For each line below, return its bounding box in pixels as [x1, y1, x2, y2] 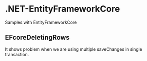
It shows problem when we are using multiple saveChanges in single [5, 46, 143, 52]
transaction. [5, 51, 29, 57]
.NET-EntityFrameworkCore [5, 3, 120, 15]
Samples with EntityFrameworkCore [5, 19, 77, 25]
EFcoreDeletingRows [5, 33, 70, 42]
